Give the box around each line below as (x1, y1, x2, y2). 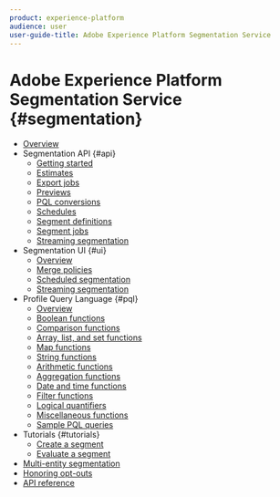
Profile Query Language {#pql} (22, 294, 139, 305)
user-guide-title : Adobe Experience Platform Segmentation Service (9, 30, 272, 39)
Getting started (36, 158, 94, 169)
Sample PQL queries (36, 419, 114, 430)
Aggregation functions (36, 371, 121, 382)
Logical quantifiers (36, 400, 107, 411)
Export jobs (36, 177, 80, 188)
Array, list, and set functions (36, 332, 143, 343)
